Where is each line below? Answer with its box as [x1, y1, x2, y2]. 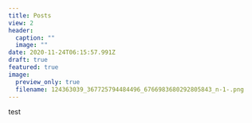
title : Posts [8, 11, 52, 20]
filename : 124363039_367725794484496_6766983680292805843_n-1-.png [15, 85, 245, 94]
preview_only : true [15, 78, 81, 86]
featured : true [8, 63, 59, 71]
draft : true [8, 56, 48, 64]
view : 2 [8, 19, 34, 27]
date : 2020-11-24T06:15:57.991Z [8, 48, 116, 56]
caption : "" [15, 33, 56, 42]
